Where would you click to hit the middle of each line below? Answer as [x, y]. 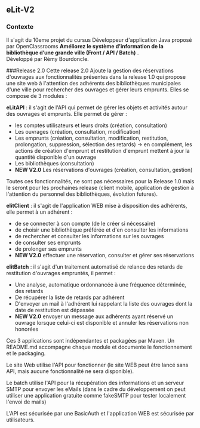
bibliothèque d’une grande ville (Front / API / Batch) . [73, 53]
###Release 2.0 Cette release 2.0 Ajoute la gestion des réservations [90, 70]
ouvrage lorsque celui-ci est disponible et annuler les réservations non [102, 322]
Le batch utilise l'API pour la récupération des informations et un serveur [95, 383]
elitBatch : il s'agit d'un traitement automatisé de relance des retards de [95, 267]
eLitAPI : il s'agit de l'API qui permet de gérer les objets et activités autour [97, 107]
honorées [27, 329]
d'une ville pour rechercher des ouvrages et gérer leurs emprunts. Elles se [98, 90]
